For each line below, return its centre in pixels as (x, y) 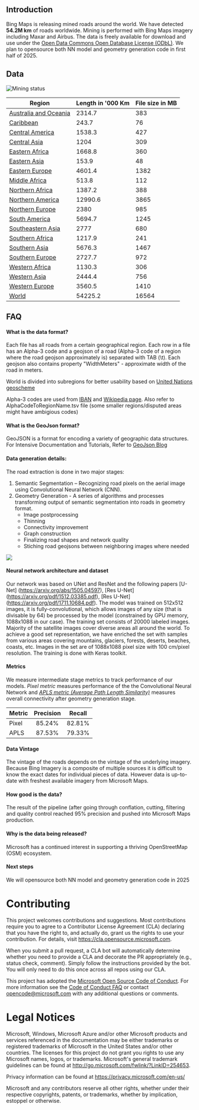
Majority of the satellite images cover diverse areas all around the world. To (98, 628)
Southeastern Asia (35, 229)
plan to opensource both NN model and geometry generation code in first (96, 49)
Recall (78, 713)
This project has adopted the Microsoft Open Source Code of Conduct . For (97, 981)
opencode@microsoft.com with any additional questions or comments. (92, 993)
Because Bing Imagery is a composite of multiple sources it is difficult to (94, 768)
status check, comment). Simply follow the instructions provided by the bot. (99, 963)
